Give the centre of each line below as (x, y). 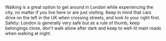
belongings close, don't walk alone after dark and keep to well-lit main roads (83, 28)
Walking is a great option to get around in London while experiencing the (79, 7)
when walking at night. (28, 33)
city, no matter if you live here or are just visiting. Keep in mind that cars (78, 12)
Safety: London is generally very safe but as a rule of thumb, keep (73, 23)
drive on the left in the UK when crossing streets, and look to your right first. (83, 18)
